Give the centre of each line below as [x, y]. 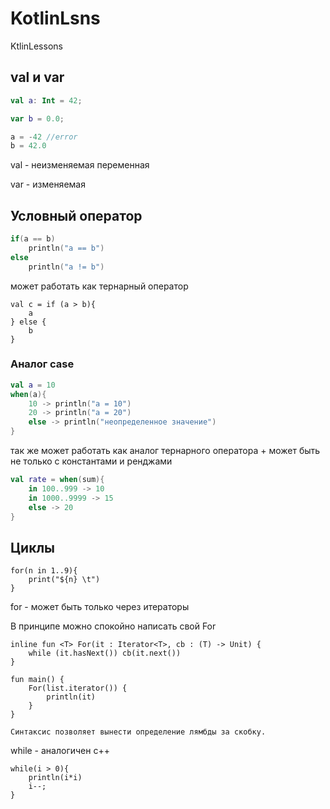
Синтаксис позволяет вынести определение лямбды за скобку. [138, 732]
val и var [37, 77]
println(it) [71, 697]
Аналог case [42, 364]
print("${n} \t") [64, 580]
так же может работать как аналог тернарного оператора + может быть [165, 451]
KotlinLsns [55, 18]
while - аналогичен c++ [60, 751]
